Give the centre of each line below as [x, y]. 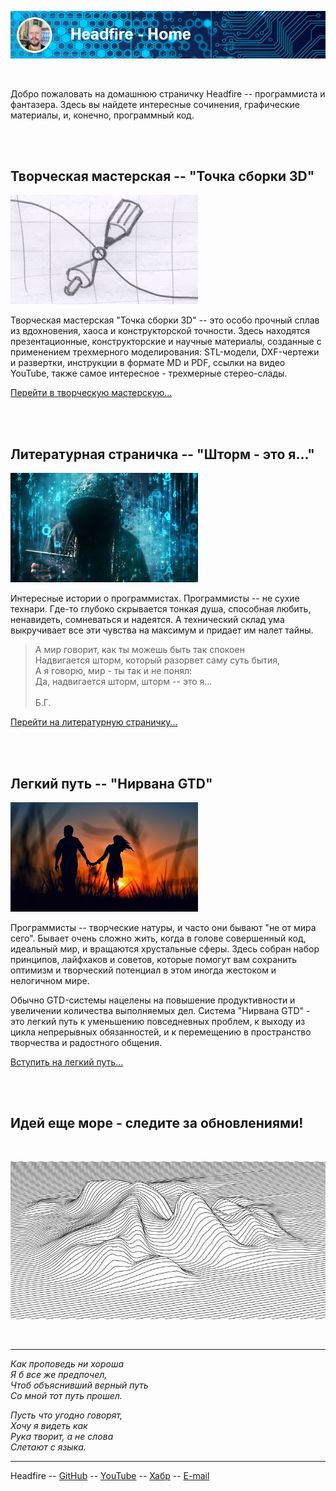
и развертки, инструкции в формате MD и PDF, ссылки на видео [148, 363]
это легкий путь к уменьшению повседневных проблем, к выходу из [158, 1022]
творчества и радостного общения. [86, 1043]
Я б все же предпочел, [59, 1374]
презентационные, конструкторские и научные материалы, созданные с [166, 342]
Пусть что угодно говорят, [66, 1415]
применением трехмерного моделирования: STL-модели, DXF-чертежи [165, 352]
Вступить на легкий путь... [67, 1062]
